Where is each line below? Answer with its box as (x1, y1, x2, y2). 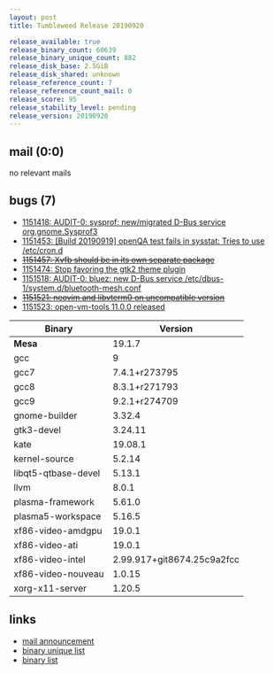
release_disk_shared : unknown (9, 70, 121, 80)
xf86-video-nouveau (13, 568, 104, 580)
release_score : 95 (9, 95, 77, 104)
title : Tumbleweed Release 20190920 (9, 21, 144, 30)
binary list (21, 655, 58, 665)
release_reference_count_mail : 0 (9, 86, 133, 96)
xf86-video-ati (13, 538, 79, 551)
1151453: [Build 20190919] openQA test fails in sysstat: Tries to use (21, 236, 265, 246)
